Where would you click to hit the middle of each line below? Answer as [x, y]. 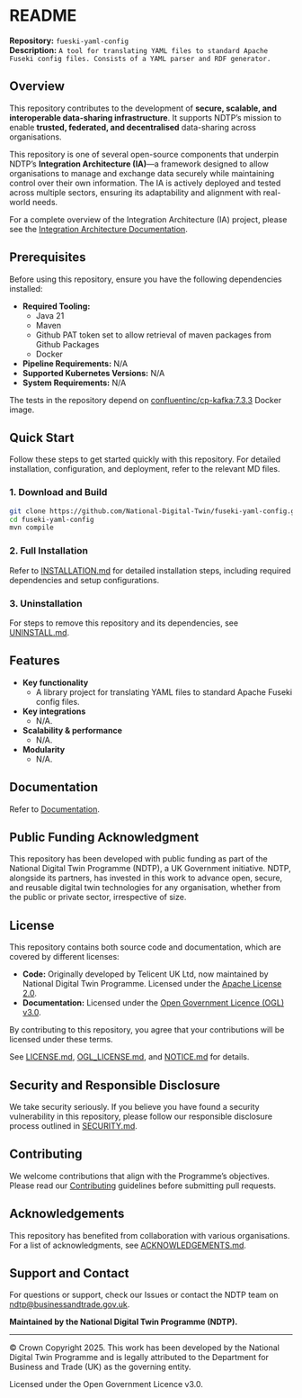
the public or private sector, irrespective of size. [98, 897]
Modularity [44, 749]
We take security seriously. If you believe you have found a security [134, 1106]
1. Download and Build [58, 492]
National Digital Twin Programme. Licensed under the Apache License [152, 984]
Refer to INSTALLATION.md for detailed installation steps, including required [150, 570]
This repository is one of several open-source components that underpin [144, 154]
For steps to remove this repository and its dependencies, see [124, 623]
